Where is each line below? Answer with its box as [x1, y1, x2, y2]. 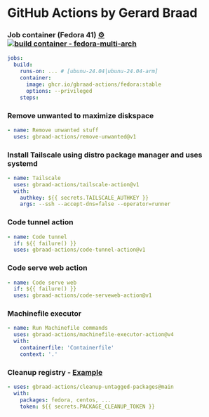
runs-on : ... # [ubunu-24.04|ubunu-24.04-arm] [20, 68, 159, 75]
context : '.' [20, 350, 58, 358]
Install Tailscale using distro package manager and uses [7, 150, 203, 160]
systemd [7, 158, 38, 168]
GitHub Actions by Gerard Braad [7, 5, 198, 21]
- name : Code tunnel [7, 233, 68, 240]
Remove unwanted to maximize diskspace [7, 110, 154, 120]
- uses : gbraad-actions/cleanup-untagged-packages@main [7, 383, 174, 391]
